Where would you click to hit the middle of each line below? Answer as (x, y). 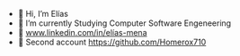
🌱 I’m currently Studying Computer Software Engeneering (124, 23)
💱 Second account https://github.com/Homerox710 (112, 42)
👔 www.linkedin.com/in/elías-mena (82, 32)
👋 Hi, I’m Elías (43, 14)
